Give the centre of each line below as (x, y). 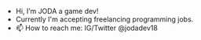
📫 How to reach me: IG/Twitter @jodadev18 (87, 28)
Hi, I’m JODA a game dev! (57, 11)
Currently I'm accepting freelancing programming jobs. (104, 19)
